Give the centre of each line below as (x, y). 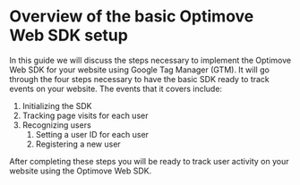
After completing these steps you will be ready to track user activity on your (149, 161)
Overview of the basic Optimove (132, 17)
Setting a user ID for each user (92, 134)
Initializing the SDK (57, 105)
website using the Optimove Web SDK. (81, 171)
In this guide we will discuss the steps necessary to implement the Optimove (150, 60)
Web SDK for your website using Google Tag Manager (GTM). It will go (140, 70)
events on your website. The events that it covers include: (116, 88)
